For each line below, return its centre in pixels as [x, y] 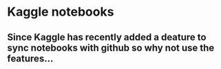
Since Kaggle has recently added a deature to [107, 37]
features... [30, 58]
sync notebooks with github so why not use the [111, 47]
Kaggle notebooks [61, 12]
